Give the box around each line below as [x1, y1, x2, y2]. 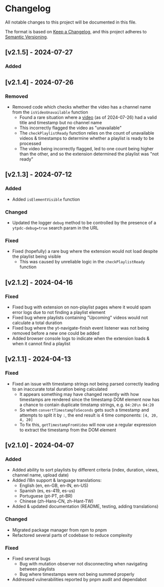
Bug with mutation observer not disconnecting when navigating [19, 560, 148, 566]
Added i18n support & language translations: [12, 477, 102, 483]
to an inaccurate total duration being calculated [12, 386, 108, 392]
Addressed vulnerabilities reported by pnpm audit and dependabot [12, 576, 147, 582]
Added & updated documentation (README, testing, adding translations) [12, 503, 159, 509]
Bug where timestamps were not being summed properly [19, 571, 135, 577]
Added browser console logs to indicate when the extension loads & [12, 335, 150, 341]
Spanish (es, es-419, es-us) [19, 488, 75, 494]
